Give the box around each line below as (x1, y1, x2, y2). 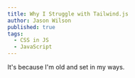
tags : (7, 30, 23, 38)
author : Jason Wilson (7, 17, 72, 24)
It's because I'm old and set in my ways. (7, 63, 125, 71)
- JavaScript (13, 43, 53, 50)
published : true (7, 23, 55, 30)
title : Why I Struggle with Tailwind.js (7, 10, 129, 18)
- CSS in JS (13, 37, 50, 44)
